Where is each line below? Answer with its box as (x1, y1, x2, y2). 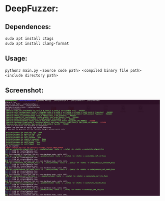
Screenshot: (5, 86, 44, 95)
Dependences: (5, 23, 51, 31)
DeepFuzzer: (5, 3, 59, 14)
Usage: (5, 55, 28, 63)
